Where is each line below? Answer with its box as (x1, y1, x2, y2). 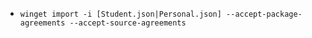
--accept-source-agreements (69, 18, 187, 28)
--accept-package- (226, 9, 303, 19)
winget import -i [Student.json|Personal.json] (19, 9, 222, 19)
